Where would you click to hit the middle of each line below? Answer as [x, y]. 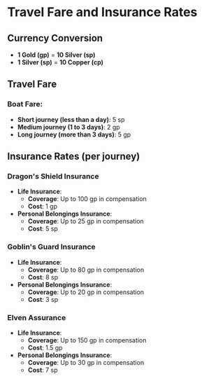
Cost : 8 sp [43, 277]
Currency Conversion [55, 38]
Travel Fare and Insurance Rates [102, 12]
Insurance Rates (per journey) [74, 157]
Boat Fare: [25, 104]
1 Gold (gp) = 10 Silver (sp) [56, 55]
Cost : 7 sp [43, 370]
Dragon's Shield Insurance [53, 176]
